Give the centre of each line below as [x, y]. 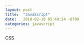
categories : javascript [30, 24]
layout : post [19, 10]
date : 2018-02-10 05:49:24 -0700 [42, 19]
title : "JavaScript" [28, 14]
